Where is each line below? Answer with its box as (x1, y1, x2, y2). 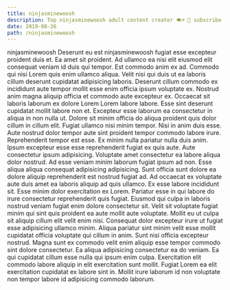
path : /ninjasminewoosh (7, 29, 76, 37)
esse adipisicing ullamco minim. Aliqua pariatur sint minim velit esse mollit (7, 224, 216, 232)
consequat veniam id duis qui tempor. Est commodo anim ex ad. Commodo (7, 63, 220, 71)
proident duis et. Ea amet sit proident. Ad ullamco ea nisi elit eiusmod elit (7, 56, 213, 64)
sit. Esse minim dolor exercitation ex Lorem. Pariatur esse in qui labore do (7, 187, 215, 196)
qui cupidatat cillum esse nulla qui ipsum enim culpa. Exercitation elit (7, 253, 201, 262)
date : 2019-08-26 (7, 23, 57, 30)
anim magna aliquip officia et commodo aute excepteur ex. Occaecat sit (7, 92, 211, 101)
